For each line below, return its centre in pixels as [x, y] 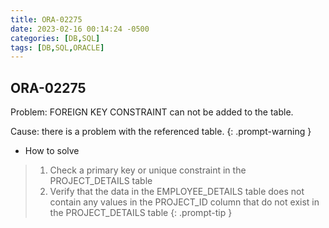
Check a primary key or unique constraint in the [148, 170]
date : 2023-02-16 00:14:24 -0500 [80, 29]
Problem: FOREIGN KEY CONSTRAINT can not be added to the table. [152, 112]
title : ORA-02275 [46, 19]
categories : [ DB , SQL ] [55, 38]
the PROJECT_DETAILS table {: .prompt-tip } [141, 213]
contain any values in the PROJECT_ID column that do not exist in [184, 202]
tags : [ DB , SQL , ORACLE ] [57, 47]
